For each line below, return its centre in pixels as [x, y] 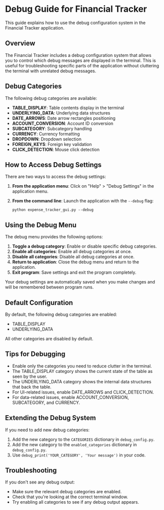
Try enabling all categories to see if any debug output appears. [76, 502]
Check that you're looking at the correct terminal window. [70, 497]
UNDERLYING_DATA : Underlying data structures [61, 113]
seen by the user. [30, 376]
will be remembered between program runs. [49, 287]
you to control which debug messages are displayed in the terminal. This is [81, 60]
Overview [20, 43]
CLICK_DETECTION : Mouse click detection [56, 149]
